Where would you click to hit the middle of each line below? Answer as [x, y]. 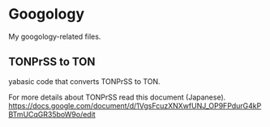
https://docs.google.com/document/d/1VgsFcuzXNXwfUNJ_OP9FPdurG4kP [135, 105]
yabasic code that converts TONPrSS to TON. [84, 81]
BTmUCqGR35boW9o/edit [52, 114]
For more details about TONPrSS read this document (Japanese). [117, 97]
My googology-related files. [55, 36]
